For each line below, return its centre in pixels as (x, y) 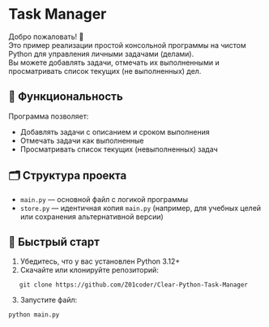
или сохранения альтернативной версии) (92, 217)
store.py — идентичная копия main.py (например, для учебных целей (141, 208)
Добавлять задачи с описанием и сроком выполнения (115, 131)
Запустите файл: (49, 300)
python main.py (34, 315)
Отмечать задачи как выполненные (82, 140)
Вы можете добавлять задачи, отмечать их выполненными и (114, 62)
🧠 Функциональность (66, 97)
